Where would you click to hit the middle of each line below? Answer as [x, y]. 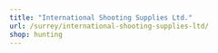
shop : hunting [36, 34]
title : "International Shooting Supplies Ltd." [101, 18]
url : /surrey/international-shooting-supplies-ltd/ [109, 26]
